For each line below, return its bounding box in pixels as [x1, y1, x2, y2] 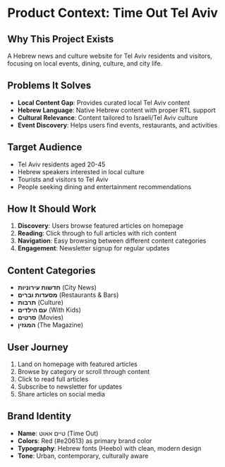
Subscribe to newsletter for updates [17, 382, 122, 391]
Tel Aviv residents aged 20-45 [17, 160, 106, 169]
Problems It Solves [7, 80, 92, 92]
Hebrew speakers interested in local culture [17, 167, 145, 176]
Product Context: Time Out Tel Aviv [7, 5, 219, 21]
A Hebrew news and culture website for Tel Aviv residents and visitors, [7, 51, 213, 60]
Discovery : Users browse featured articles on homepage [17, 222, 183, 230]
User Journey [7, 341, 68, 353]
